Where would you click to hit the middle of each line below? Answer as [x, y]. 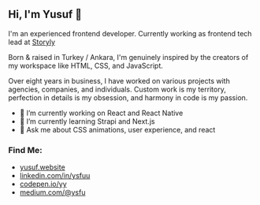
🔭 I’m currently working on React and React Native [101, 113]
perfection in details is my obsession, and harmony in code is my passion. [128, 97]
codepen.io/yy [43, 184]
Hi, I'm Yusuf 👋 [45, 15]
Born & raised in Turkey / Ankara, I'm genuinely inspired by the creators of [128, 57]
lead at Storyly [32, 42]
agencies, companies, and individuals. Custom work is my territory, [117, 89]
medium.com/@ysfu [52, 192]
